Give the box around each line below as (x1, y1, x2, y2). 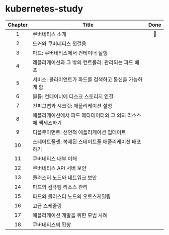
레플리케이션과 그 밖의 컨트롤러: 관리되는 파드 (32, 59, 134, 66)
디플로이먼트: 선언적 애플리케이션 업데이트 (32, 129, 126, 136)
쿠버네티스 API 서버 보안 (32, 165, 87, 172)
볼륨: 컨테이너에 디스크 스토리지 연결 (32, 93, 114, 100)
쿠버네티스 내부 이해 (32, 155, 77, 162)
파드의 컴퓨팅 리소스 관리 (32, 183, 88, 190)
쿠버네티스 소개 (32, 31, 67, 38)
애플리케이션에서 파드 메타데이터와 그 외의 (32, 112, 126, 119)
